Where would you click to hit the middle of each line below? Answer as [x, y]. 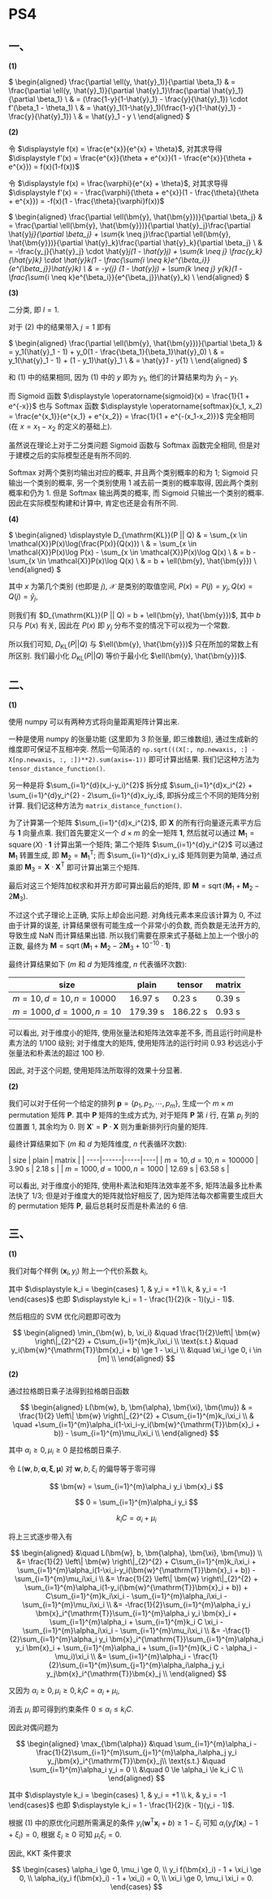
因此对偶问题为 [33, 1728]
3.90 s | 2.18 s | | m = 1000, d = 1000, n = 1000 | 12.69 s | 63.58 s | [119, 1168]
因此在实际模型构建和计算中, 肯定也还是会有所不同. [93, 503]
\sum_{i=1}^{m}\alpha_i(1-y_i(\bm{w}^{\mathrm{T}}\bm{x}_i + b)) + [136, 1587]
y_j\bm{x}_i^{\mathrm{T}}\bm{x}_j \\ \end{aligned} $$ [136, 1673]
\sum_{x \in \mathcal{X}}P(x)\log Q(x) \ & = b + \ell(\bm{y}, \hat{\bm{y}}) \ [133, 560]
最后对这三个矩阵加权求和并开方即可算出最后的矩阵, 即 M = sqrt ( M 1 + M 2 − [134, 887]
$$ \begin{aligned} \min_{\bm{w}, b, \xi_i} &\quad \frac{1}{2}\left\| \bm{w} [136, 1333]
